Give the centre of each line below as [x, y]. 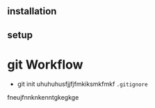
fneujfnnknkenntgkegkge [43, 97]
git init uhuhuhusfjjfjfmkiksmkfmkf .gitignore [82, 84]
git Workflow [45, 64]
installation [32, 11]
